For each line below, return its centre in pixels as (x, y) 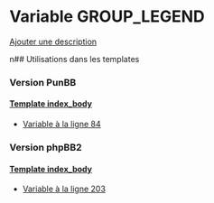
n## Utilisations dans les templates (74, 59)
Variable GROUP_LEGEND (107, 17)
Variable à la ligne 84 (61, 125)
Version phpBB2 (46, 147)
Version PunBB (43, 82)
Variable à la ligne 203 (64, 189)
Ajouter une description (53, 42)
